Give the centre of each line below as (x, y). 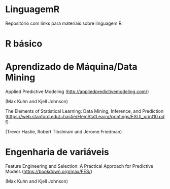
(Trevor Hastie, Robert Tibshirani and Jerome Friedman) (64, 132)
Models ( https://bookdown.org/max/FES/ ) (49, 171)
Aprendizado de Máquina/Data (72, 67)
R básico (24, 44)
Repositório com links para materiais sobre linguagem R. (64, 23)
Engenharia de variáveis (57, 152)
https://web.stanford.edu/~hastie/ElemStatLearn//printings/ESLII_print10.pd (86, 117)
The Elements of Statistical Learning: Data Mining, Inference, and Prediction (84, 111)
